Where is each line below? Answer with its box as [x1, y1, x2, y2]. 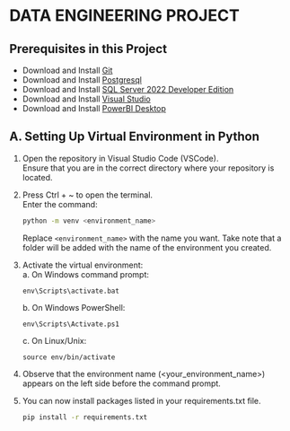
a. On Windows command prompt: [22, 268, 150, 279]
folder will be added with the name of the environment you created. [22, 242, 272, 252]
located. [22, 172, 53, 182]
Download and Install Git [22, 65, 113, 75]
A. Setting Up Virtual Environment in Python [9, 129, 260, 145]
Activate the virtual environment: [22, 259, 144, 270]
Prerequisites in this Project [9, 41, 168, 57]
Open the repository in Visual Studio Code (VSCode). [22, 153, 219, 163]
